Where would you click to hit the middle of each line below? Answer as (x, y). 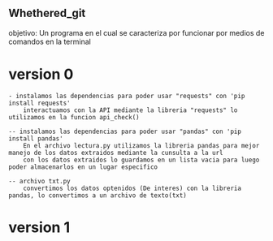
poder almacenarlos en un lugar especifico (83, 167)
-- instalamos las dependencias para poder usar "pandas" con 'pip (125, 131)
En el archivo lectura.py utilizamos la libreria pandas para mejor (141, 145)
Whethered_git (47, 13)
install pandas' (36, 138)
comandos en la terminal (50, 41)
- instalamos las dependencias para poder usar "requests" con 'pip (127, 96)
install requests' (39, 103)
